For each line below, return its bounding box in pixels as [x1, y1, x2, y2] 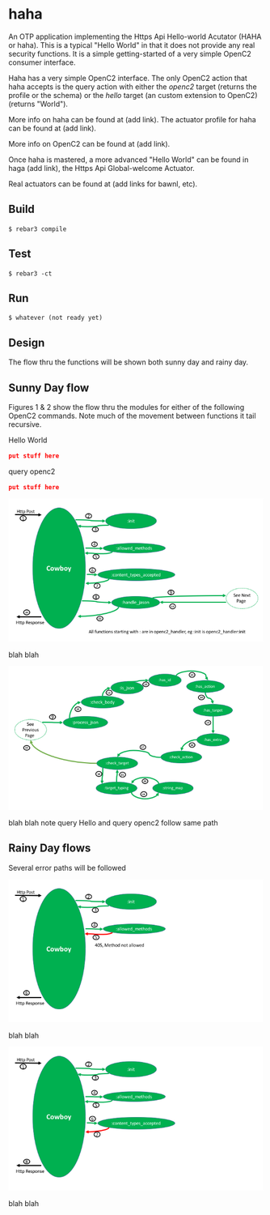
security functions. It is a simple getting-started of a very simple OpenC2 [8, 49, 252, 58]
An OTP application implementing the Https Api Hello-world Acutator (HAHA [8, 32, 262, 41]
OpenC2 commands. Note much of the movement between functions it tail [8, 411, 256, 420]
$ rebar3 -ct [8, 269, 53, 278]
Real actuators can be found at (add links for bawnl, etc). [8, 179, 198, 189]
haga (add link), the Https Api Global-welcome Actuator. [8, 163, 196, 173]
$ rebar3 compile [8, 224, 67, 233]
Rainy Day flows [8, 842, 91, 855]
